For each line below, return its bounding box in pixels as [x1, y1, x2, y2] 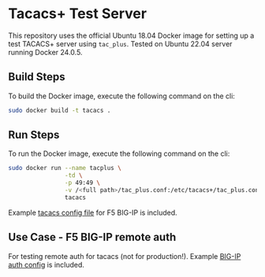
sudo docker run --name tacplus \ [8, 164, 122, 172]
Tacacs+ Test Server [8, 5, 147, 23]
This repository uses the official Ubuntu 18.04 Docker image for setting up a [8, 31, 255, 40]
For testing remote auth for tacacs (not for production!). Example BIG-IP [8, 251, 241, 260]
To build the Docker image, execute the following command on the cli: [8, 91, 235, 101]
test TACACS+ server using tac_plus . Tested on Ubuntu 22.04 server [8, 39, 233, 48]
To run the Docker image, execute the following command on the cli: [8, 149, 230, 158]
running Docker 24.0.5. [8, 47, 83, 57]
